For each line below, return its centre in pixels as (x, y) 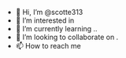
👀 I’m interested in (45, 20)
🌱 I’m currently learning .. (56, 29)
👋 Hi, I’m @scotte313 (49, 12)
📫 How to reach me (48, 46)
